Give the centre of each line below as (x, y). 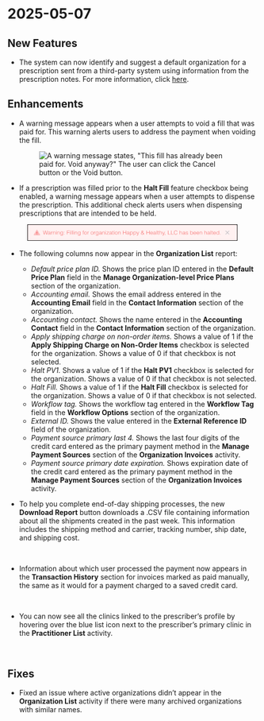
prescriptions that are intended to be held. (88, 213)
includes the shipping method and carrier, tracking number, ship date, (133, 529)
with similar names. (50, 710)
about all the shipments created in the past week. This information (127, 521)
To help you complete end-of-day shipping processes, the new (122, 504)
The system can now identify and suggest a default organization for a (132, 62)
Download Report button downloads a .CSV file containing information (134, 513)
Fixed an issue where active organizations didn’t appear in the (120, 693)
